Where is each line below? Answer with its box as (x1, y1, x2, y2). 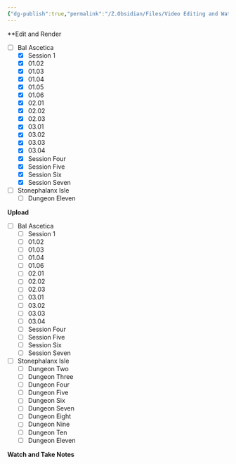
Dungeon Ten (27, 428, 67, 437)
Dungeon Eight (27, 412, 72, 420)
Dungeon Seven (27, 404, 75, 413)
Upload (7, 208, 29, 217)
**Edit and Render (7, 30, 62, 38)
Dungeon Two (27, 365, 69, 373)
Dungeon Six (27, 397, 65, 405)
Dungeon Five (27, 388, 69, 397)
